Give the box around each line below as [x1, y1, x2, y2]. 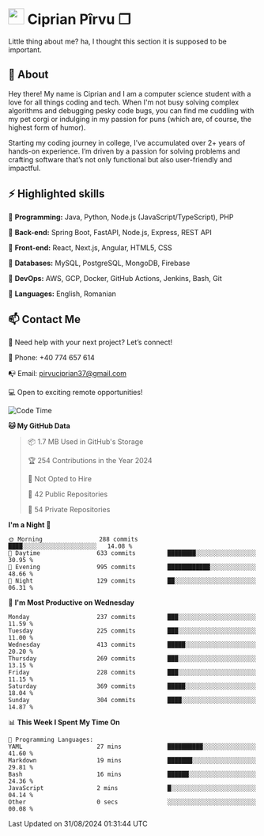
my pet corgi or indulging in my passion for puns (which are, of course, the [8, 114, 251, 123]
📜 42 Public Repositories [27, 489, 108, 499]
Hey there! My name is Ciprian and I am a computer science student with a [8, 89, 251, 98]
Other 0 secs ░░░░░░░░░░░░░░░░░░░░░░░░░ [8, 798, 257, 807]
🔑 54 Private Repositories [27, 505, 111, 515]
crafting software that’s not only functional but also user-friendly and [8, 154, 232, 164]
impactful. [8, 163, 41, 173]
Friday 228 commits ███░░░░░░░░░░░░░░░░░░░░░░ [8, 669, 257, 677]
